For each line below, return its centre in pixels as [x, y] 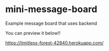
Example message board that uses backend [51, 23]
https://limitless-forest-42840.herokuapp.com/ [54, 43]
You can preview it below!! [33, 33]
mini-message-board [51, 9]
